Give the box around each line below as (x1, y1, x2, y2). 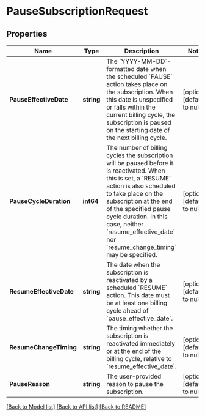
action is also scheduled (106, 182, 176, 190)
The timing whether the (106, 324, 173, 332)
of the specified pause (106, 205, 171, 213)
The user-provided (106, 372, 162, 381)
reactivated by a (106, 276, 153, 284)
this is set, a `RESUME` (106, 174, 171, 182)
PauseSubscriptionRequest (6, 4, 148, 18)
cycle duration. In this (106, 212, 168, 221)
